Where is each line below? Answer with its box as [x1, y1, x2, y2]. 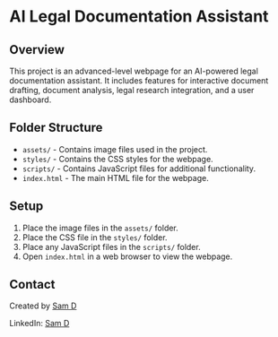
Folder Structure [9, 120, 103, 135]
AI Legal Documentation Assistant [9, 6, 269, 27]
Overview [9, 42, 65, 57]
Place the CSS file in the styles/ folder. [22, 231, 168, 243]
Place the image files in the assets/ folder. [22, 222, 179, 233]
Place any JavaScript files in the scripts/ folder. [22, 241, 201, 252]
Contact [9, 277, 56, 292]
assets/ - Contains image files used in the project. [22, 143, 208, 154]
